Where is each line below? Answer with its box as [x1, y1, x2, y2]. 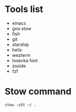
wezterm [12, 52, 31, 58]
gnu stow [12, 25, 32, 31]
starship [12, 41, 29, 47]
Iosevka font [12, 57, 38, 63]
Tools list [5, 4, 43, 15]
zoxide [12, 63, 26, 69]
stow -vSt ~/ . [5, 102, 37, 107]
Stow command [5, 86, 71, 97]
